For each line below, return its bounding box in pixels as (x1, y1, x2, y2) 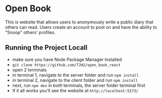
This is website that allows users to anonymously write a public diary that (5, 19, 154, 25)
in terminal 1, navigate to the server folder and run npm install (12, 72, 139, 78)
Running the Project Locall (5, 43, 88, 52)
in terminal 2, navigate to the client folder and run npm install (12, 77, 138, 83)
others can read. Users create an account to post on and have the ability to (5, 24, 158, 30)
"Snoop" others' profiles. (5, 29, 56, 35)
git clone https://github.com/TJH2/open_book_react (12, 62, 121, 67)
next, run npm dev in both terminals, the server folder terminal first (12, 82, 145, 88)
